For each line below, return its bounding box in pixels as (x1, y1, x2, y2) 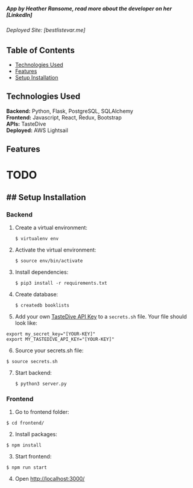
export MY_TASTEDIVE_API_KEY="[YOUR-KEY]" (6, 337, 115, 343)
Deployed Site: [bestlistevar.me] (6, 26, 86, 33)
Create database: (14, 291, 59, 298)
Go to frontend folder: (14, 408, 69, 416)
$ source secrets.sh (6, 359, 59, 365)
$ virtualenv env (14, 236, 59, 242)
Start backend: (14, 369, 52, 376)
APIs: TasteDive (6, 120, 46, 127)
